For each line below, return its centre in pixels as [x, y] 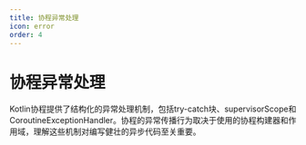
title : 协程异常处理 [44, 18]
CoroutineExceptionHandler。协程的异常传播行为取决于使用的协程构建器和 [149, 121]
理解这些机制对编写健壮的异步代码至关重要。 [117, 131]
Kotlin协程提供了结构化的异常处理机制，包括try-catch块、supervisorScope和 [153, 109]
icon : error [32, 26]
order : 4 [26, 34]
